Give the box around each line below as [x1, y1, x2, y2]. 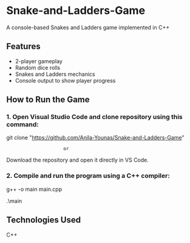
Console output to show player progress [15, 77, 116, 84]
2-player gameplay [15, 57, 63, 64]
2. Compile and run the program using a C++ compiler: [6, 171, 170, 180]
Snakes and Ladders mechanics [15, 70, 95, 78]
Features [6, 41, 41, 52]
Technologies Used [6, 215, 81, 225]
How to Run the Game [6, 95, 90, 105]
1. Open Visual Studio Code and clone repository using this [6, 113, 183, 122]
